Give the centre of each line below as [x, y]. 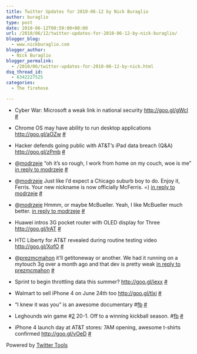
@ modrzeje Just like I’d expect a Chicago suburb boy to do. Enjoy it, [97, 181]
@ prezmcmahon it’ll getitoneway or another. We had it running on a [96, 257]
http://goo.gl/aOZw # [40, 134]
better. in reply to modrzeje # [50, 211]
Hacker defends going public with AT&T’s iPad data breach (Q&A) [94, 145]
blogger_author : [26, 50]
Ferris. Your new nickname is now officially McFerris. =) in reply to [95, 187]
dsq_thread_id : [25, 72]
